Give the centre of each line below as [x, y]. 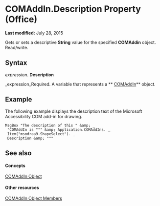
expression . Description [30, 75]
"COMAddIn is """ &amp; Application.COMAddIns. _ [59, 130]
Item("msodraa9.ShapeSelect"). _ [41, 134]
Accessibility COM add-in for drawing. [44, 116]
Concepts [15, 165]
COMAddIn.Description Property [73, 9]
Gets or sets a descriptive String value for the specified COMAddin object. [80, 42]
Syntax [16, 63]
